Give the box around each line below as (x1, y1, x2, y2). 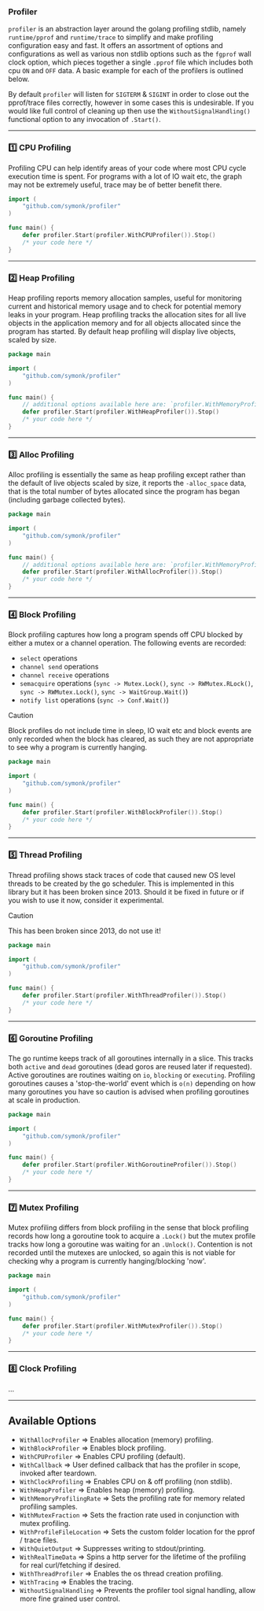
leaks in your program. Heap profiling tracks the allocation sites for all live (8, 310, 247, 320)
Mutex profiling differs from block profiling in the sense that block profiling (8, 1223, 249, 1232)
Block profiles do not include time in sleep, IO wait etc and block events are (8, 726, 252, 735)
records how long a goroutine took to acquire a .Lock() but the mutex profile (8, 1231, 256, 1241)
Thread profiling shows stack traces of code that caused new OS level (8, 870, 236, 880)
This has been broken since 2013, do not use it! (8, 926, 161, 935)
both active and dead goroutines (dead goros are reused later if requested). (8, 1061, 253, 1071)
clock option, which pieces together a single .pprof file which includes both (8, 57, 254, 67)
